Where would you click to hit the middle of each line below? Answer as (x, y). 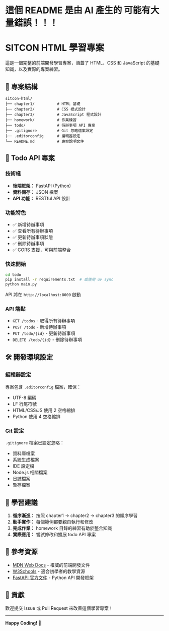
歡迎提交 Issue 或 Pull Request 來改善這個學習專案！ (59, 608)
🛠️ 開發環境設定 (29, 357)
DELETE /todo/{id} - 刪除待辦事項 (47, 340)
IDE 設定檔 (23, 466)
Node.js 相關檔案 (30, 473)
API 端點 (15, 309)
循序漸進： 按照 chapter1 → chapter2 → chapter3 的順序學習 (75, 515)
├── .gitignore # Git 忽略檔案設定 (49, 131)
